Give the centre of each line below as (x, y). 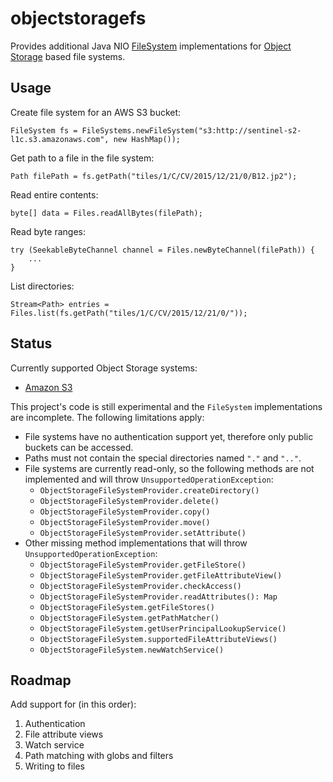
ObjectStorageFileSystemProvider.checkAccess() (140, 586)
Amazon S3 (48, 387)
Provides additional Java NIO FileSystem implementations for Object (151, 46)
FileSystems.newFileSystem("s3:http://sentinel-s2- (191, 130)
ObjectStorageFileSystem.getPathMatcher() (129, 618)
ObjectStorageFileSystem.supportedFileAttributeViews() (158, 639)
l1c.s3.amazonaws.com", (60, 139)
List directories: (42, 286)
